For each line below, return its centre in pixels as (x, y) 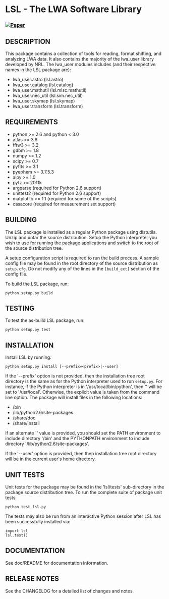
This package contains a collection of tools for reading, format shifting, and (83, 53)
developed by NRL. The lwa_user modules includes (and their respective (80, 64)
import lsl (17, 531)
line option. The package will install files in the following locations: (74, 398)
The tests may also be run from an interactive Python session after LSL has (83, 516)
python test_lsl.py (26, 507)
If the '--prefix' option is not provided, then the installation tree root (75, 376)
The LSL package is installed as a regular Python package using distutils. (81, 232)
